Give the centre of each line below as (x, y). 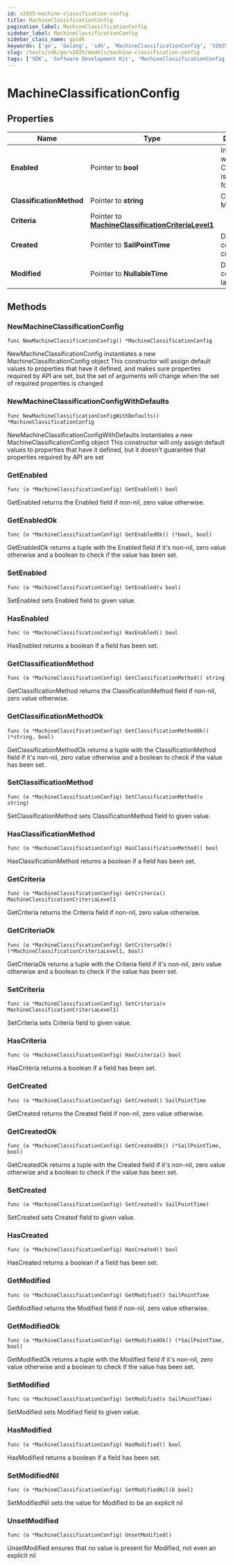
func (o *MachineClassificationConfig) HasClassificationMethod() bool (113, 849)
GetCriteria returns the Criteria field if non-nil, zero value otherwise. (104, 913)
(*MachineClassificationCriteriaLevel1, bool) (76, 951)
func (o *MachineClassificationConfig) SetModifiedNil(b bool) (101, 1490)
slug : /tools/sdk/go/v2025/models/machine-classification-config (103, 53)
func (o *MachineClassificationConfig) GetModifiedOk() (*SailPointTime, (116, 1341)
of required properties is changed (55, 384)
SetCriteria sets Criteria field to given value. (69, 1023)
